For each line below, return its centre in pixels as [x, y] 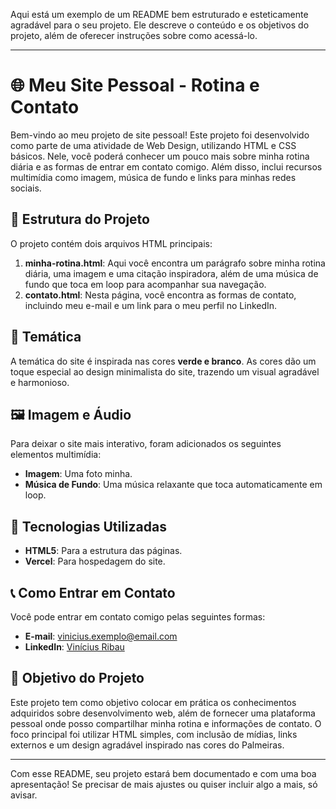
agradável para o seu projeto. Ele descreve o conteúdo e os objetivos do [160, 25]
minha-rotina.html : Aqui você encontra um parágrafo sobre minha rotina [175, 263]
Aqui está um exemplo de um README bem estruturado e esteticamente [159, 14]
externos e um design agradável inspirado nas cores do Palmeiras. [147, 745]
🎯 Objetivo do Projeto [77, 678]
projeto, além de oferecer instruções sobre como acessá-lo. [134, 35]
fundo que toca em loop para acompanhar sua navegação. [145, 284]
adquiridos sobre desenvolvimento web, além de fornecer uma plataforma [163, 713]
